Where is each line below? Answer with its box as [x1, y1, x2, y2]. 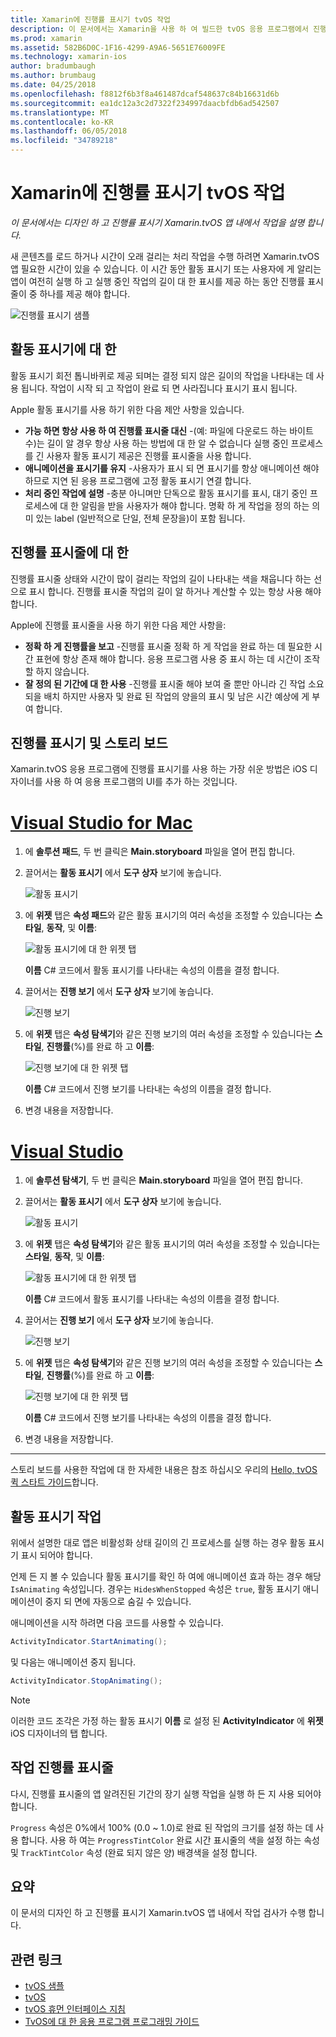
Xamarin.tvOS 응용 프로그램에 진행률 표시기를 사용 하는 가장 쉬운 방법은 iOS [10, 763, 308, 775]
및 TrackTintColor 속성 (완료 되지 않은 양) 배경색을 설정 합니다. [10, 1846, 258, 1858]
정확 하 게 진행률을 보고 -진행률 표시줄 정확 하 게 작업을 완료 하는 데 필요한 [24, 640, 313, 652]
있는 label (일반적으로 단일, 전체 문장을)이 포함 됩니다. [35, 512, 246, 524]
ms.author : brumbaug [10, 71, 97, 81]
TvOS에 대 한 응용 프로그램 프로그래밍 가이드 [24, 2016, 200, 2028]
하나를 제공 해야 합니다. [39, 287, 131, 300]
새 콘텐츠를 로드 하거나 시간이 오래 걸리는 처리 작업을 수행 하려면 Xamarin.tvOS [10, 250, 320, 262]
